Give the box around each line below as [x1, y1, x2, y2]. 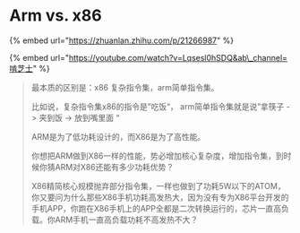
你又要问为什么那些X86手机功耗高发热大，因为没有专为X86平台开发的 [30, 192, 289, 203]
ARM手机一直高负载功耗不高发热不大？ [55, 214, 199, 225]
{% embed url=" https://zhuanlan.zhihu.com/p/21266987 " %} [9, 35, 235, 46]
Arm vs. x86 [9, 5, 102, 26]
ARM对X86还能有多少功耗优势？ [55, 161, 175, 172]
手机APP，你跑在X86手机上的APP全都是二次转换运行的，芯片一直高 [30, 203, 282, 213]
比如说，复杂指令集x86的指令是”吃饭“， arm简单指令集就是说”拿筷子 [30, 100, 285, 112]
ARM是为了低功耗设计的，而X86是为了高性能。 [30, 131, 206, 142]
